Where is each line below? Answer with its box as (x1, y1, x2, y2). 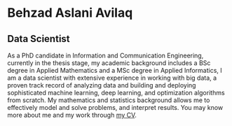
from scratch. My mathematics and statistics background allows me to (7, 96, 210, 104)
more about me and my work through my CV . (7, 111, 137, 119)
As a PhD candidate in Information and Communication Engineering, (7, 51, 204, 59)
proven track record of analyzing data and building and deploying (7, 81, 196, 89)
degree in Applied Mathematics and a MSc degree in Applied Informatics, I (7, 66, 222, 74)
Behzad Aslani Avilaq (7, 5, 133, 21)
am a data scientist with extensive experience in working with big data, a (7, 73, 217, 82)
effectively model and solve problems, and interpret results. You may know (7, 104, 224, 111)
